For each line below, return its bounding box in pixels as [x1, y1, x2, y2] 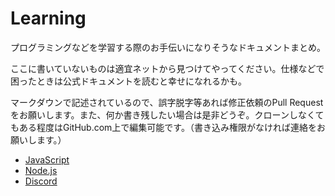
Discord [24, 175, 58, 187]
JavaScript [24, 153, 70, 166]
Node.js [24, 164, 58, 176]
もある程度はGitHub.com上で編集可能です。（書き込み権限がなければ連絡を [10, 121, 317, 133]
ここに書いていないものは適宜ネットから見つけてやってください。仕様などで [10, 62, 325, 74]
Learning [10, 7, 87, 30]
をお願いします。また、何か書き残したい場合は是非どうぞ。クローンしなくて [10, 108, 325, 121]
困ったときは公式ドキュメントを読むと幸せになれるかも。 [10, 75, 247, 87]
